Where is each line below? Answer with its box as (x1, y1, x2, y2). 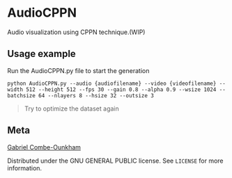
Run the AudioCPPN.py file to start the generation (7, 66, 150, 74)
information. (7, 163, 42, 172)
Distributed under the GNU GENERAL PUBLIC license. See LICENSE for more (7, 156, 224, 165)
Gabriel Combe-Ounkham (7, 143, 82, 151)
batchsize (7, 92, 36, 99)
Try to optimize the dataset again (24, 104, 120, 113)
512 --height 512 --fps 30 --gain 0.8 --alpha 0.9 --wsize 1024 (25, 86, 217, 93)
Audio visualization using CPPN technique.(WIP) (7, 28, 146, 36)
